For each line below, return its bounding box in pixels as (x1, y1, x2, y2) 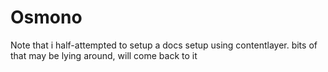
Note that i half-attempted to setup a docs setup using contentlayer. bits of (10, 39, 318, 51)
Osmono (10, 6, 83, 29)
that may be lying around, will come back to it (10, 49, 198, 61)
